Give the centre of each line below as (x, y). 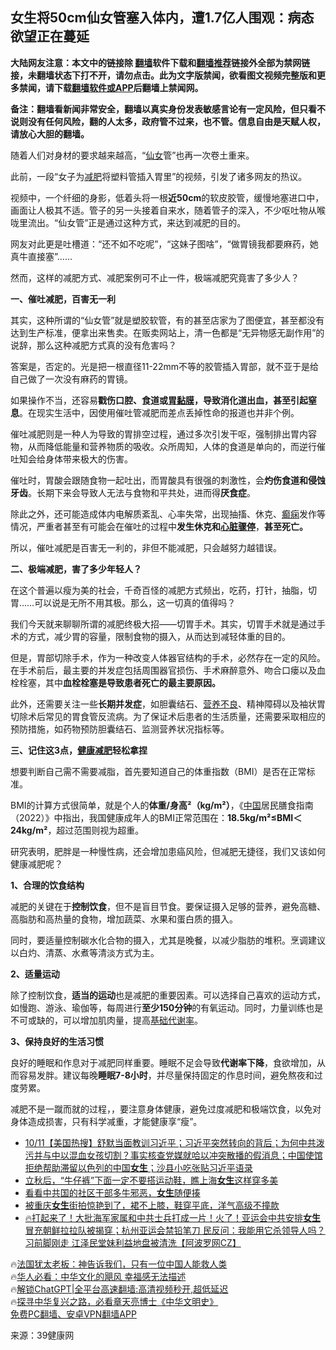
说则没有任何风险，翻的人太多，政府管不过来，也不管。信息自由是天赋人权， (168, 121)
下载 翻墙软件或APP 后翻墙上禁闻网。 (128, 87)
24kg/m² (29, 830)
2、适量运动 (35, 974)
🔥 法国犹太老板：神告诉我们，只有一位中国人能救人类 (119, 1264)
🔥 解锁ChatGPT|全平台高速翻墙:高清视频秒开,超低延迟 (119, 1289)
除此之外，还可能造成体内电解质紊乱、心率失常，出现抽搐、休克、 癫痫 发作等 (168, 514)
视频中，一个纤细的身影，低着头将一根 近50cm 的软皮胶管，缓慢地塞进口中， (167, 197)
